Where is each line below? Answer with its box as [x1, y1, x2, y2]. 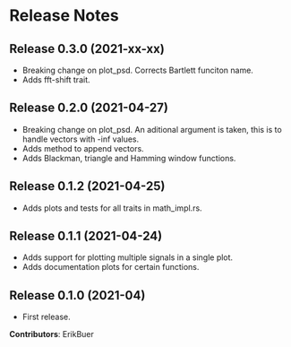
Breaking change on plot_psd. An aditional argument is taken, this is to [21, 124, 282, 134]
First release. [21, 311, 71, 323]
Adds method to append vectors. [21, 143, 145, 153]
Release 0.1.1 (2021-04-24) [9, 229, 163, 244]
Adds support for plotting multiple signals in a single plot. [21, 252, 234, 263]
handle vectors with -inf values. [21, 134, 140, 144]
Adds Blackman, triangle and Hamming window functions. [21, 152, 236, 163]
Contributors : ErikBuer [9, 329, 94, 340]
